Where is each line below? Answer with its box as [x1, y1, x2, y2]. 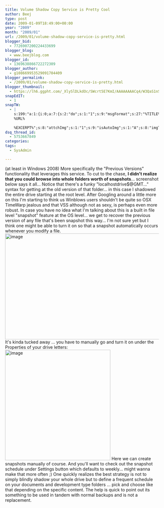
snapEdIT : [5, 93, 25, 98]
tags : [5, 144, 16, 148]
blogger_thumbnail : [5, 84, 45, 89]
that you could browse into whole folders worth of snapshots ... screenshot [5, 176, 159, 182]
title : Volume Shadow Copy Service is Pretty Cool [5, 7, 110, 12]
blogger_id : [5, 57, 29, 62]
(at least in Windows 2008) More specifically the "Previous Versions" [5, 166, 144, 171]
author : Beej [5, 12, 32, 17]
